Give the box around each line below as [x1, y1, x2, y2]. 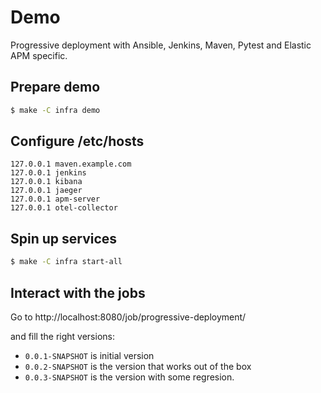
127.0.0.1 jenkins [10, 168, 87, 178]
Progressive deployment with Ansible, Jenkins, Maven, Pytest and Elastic [10, 39, 312, 51]
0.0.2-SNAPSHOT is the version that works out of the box [24, 360, 252, 372]
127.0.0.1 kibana [10, 177, 83, 187]
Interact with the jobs [10, 284, 146, 301]
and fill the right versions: [10, 330, 115, 342]
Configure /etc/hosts [10, 133, 145, 150]
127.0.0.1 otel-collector [10, 203, 118, 213]
